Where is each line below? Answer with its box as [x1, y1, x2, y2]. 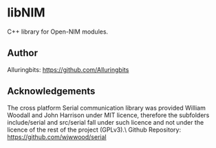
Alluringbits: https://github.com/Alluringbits [7, 65, 129, 73]
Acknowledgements [7, 86, 96, 97]
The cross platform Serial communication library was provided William [7, 103, 206, 112]
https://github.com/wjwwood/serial [7, 132, 107, 141]
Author [7, 47, 38, 59]
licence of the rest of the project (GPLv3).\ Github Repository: [7, 125, 181, 134]
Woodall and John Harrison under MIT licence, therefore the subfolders [7, 111, 210, 119]
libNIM [7, 5, 46, 21]
